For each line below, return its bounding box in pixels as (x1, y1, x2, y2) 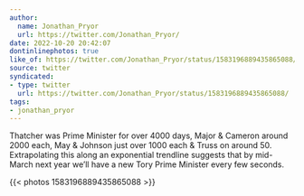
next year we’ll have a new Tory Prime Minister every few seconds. (34, 159, 285, 170)
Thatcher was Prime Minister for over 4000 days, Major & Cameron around (9, 130, 289, 141)
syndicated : (9, 72, 54, 81)
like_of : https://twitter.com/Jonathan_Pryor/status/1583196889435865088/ (9, 55, 298, 64)
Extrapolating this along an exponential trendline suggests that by (9, 150, 253, 161)
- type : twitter (9, 80, 71, 89)
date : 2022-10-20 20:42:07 (9, 38, 111, 48)
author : (9, 13, 39, 23)
